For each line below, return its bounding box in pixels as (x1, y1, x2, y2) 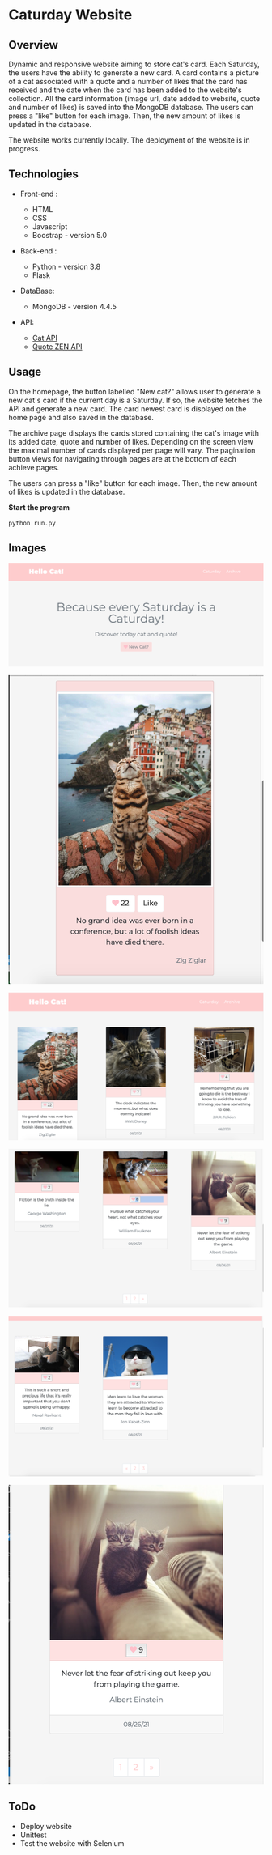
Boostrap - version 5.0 (32, 230, 108, 240)
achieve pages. (8, 462, 59, 472)
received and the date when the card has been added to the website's (8, 85, 242, 95)
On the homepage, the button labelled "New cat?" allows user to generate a (8, 386, 261, 396)
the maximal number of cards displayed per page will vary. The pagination (8, 445, 256, 455)
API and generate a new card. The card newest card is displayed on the (8, 403, 247, 414)
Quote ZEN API (32, 342, 83, 351)
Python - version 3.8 (32, 262, 101, 271)
